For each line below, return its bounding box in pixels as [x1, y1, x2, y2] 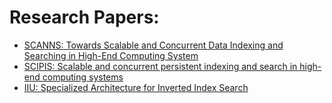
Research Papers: [9, 6, 160, 29]
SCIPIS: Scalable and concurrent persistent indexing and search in [23, 60, 298, 72]
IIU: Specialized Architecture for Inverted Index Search [23, 81, 249, 93]
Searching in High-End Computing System [23, 49, 199, 61]
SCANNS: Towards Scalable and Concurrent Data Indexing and [23, 39, 284, 51]
